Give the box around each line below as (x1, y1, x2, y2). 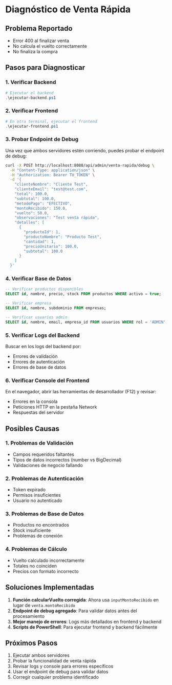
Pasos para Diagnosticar (5, 63, 85, 72)
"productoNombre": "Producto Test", (24, 234, 102, 239)
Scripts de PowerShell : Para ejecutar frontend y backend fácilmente (12, 624, 158, 630)
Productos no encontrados (12, 522, 69, 528)
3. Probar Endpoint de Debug (5, 136, 79, 143)
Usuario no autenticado (12, 497, 62, 503)
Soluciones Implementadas (5, 583, 95, 592)
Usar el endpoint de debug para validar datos (12, 669, 109, 675)
